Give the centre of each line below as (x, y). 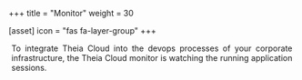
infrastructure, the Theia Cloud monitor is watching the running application (152, 58)
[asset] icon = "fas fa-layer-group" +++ (82, 30)
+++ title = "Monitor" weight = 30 (71, 13)
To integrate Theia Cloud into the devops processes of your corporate (152, 48)
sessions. (29, 68)
